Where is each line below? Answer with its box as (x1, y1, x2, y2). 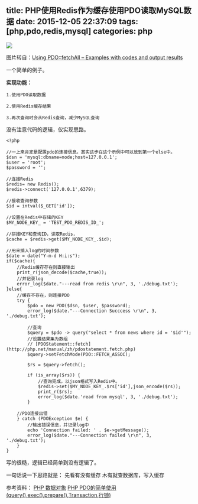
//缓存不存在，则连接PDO (17, 292, 70, 298)
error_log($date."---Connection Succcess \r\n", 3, (27, 308, 158, 314)
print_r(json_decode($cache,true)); (17, 269, 108, 275)
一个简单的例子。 (6, 66, 48, 73)
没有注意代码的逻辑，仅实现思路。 (6, 126, 89, 133)
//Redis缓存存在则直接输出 (17, 264, 75, 270)
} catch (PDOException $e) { (17, 415, 89, 421)
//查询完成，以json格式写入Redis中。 (37, 378, 120, 384)
